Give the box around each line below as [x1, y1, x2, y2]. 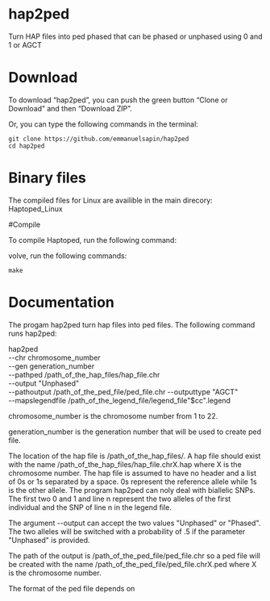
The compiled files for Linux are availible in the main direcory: [8, 195, 214, 205]
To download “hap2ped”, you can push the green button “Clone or [8, 94, 228, 105]
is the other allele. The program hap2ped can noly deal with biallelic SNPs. [8, 485, 255, 495]
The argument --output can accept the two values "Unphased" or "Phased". [8, 518, 261, 528]
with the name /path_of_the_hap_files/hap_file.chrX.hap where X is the [8, 459, 242, 469]
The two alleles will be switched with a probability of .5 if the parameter [8, 526, 246, 536]
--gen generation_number [8, 361, 95, 371]
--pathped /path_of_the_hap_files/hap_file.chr [8, 369, 160, 379]
